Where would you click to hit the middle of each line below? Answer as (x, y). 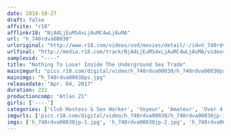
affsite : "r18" (29, 26)
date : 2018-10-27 (32, 13)
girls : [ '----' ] (30, 103)
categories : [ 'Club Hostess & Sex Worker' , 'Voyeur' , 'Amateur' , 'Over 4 (115, 109)
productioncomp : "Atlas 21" (47, 97)
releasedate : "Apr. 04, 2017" (51, 84)
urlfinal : (21, 52)
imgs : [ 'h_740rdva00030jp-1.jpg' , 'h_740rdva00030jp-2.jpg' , (97, 122)
